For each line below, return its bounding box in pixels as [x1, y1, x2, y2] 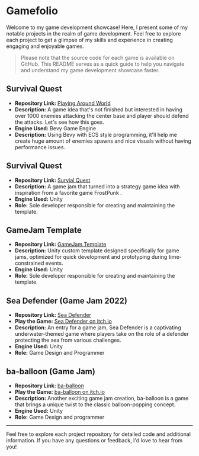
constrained [14, 259, 44, 267]
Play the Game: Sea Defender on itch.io [14, 318, 113, 325]
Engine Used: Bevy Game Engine [14, 124, 97, 131]
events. [45, 259, 63, 267]
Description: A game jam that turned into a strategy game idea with [14, 182, 180, 190]
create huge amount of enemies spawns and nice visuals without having [14, 137, 191, 144]
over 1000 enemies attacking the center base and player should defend [14, 112, 189, 119]
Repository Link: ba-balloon [14, 382, 85, 389]
